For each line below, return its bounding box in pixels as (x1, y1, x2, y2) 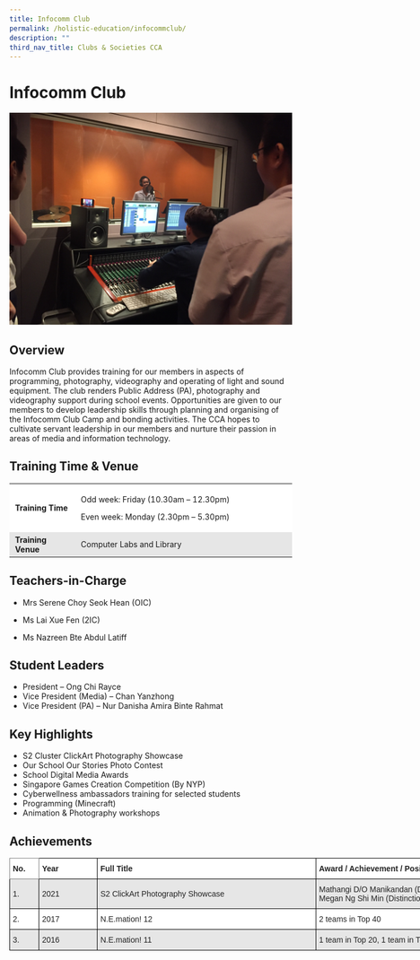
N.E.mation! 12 (100, 914, 153, 924)
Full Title (100, 864, 133, 874)
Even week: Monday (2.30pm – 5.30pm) (80, 511, 231, 522)
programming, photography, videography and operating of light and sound (9, 376, 284, 386)
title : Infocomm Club (9, 14, 91, 23)
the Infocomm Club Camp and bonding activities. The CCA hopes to (9, 414, 260, 424)
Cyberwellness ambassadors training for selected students (22, 789, 241, 799)
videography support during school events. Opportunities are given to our (9, 395, 283, 406)
